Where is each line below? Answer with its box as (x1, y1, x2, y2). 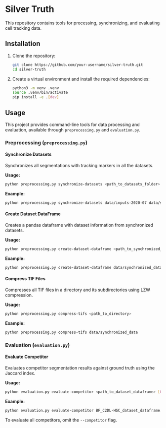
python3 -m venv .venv (12, 85, 59, 90)
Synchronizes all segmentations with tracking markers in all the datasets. (5, 163, 154, 169)
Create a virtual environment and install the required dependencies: (12, 76, 150, 82)
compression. (5, 292, 33, 298)
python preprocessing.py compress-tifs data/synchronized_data (5, 330, 138, 335)
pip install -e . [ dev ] (12, 95, 59, 100)
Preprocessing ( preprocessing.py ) (5, 139, 88, 146)
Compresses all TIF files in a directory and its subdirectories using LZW (5, 287, 151, 293)
